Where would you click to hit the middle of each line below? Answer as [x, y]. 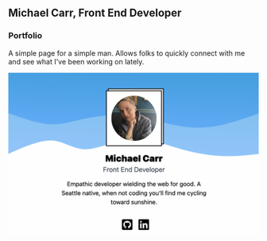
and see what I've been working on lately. [76, 61]
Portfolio [25, 36]
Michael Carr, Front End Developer [95, 13]
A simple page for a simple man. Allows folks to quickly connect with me [127, 53]
